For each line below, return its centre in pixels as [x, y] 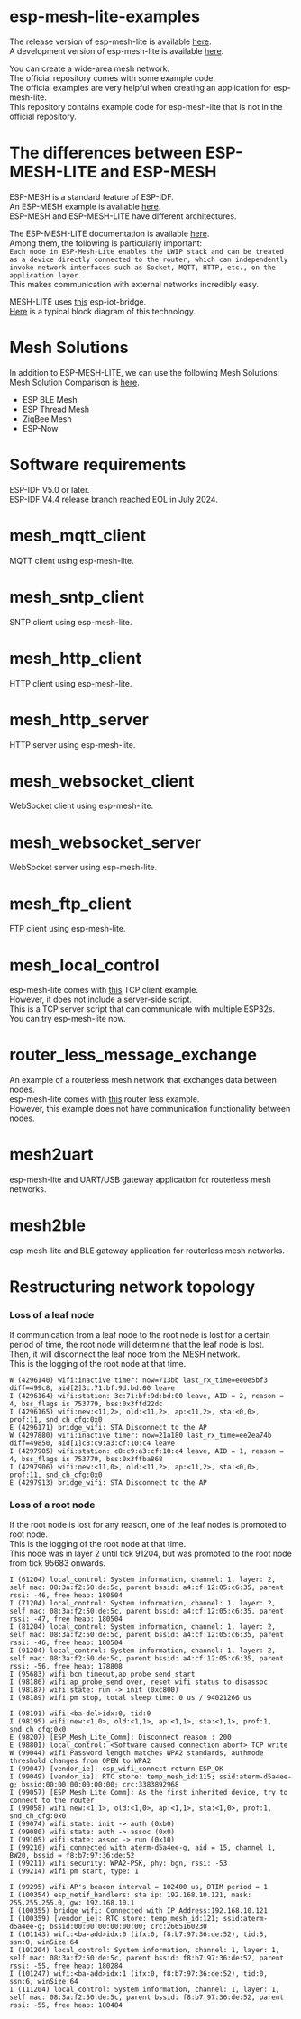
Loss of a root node [52, 1505]
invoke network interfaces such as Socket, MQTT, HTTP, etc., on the [143, 268]
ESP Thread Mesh [56, 409]
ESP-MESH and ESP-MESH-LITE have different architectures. [123, 216]
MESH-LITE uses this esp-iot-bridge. [78, 301]
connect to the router [52, 1800]
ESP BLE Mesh [50, 399]
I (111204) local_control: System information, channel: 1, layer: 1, [145, 1989]
